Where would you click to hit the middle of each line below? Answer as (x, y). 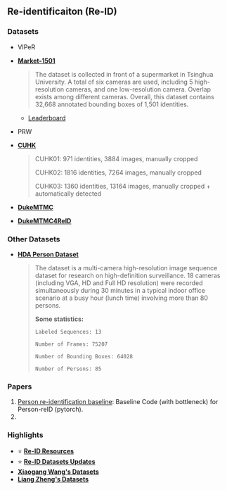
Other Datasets (34, 239)
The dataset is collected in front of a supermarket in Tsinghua (124, 74)
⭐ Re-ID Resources (46, 451)
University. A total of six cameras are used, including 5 (114, 82)
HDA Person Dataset (48, 254)
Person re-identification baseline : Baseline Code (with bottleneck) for (118, 402)
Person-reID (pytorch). (50, 409)
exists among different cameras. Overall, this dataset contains (124, 96)
